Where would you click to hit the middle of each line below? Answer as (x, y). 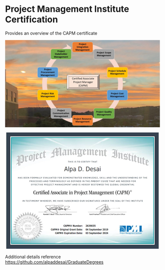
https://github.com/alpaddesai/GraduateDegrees (55, 262)
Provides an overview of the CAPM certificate (51, 33)
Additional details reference (33, 257)
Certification (31, 19)
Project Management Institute (67, 9)
